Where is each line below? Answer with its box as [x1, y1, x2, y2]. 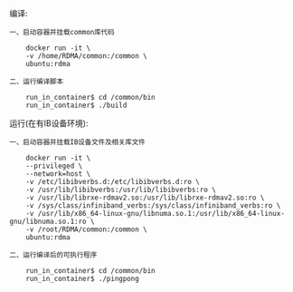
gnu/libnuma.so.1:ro [9, 217, 88, 226]
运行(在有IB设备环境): [9, 118, 89, 129]
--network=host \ [25, 170, 91, 179]
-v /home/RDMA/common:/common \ [25, 52, 147, 61]
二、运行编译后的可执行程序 [9, 250, 98, 259]
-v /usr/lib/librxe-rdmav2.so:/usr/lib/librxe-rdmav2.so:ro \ [25, 193, 265, 202]
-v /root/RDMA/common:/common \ [25, 225, 147, 234]
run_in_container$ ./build [25, 101, 128, 110]
